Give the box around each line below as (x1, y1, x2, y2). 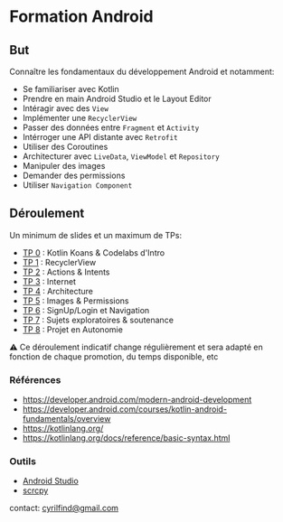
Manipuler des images (22, 161, 106, 171)
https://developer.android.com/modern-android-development (22, 395, 252, 405)
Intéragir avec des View (22, 103, 108, 114)
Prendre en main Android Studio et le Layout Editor (22, 93, 212, 104)
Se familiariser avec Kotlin (22, 84, 119, 94)
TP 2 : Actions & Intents (22, 266, 110, 277)
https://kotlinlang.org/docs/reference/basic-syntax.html (22, 433, 231, 443)
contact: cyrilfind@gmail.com (9, 503, 119, 514)
